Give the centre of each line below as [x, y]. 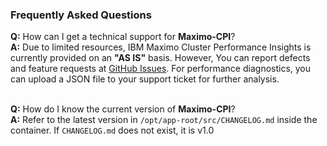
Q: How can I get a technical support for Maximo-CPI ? [123, 37]
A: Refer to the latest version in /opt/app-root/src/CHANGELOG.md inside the [164, 120]
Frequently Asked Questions [81, 15]
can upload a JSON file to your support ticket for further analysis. [145, 79]
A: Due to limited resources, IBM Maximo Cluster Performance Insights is [161, 47]
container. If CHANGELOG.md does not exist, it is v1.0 [112, 130]
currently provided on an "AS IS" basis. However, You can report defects [160, 58]
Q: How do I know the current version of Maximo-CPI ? [123, 109]
